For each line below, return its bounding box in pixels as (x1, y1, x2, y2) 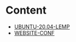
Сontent (5, 4, 47, 17)
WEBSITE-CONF (14, 29, 55, 36)
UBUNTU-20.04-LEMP (14, 23, 70, 30)
